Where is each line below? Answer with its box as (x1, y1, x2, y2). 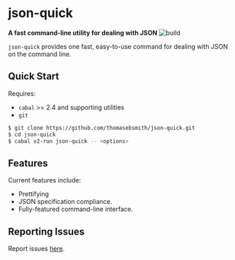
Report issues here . (8, 244, 65, 253)
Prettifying (18, 190, 49, 198)
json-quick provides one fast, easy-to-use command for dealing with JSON (8, 42, 229, 50)
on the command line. (8, 50, 71, 58)
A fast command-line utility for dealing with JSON (8, 28, 158, 37)
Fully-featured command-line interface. (18, 205, 133, 214)
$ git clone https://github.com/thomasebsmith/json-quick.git (8, 124, 195, 131)
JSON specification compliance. (18, 197, 113, 206)
